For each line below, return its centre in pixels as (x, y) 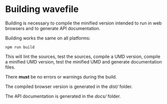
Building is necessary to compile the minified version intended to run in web (83, 23)
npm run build (20, 47)
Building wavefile (42, 9)
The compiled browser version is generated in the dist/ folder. (69, 86)
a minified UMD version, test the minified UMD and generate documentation (83, 61)
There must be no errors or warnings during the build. (61, 76)
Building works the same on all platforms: (48, 38)
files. (10, 67)
